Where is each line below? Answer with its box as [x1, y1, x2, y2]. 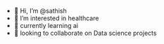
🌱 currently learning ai [13, 22, 79, 29]
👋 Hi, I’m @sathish [13, 7, 67, 15]
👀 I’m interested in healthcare [13, 14, 99, 22]
